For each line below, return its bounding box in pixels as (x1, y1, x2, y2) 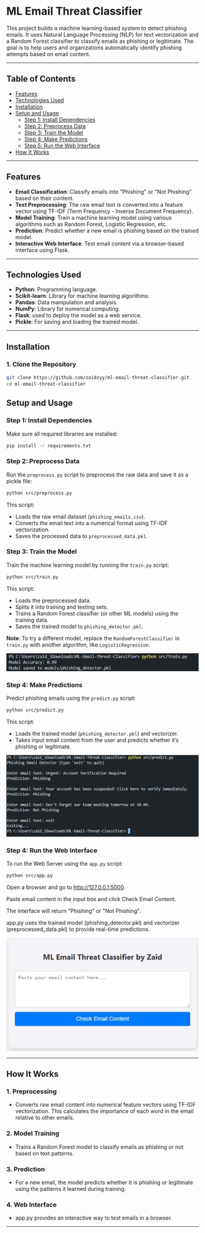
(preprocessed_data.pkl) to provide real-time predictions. (6, 926, 151, 933)
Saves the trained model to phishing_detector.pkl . (15, 622, 143, 630)
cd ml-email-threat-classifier (6, 381, 86, 387)
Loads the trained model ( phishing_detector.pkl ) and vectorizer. (15, 730, 179, 738)
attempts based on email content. (6, 50, 91, 57)
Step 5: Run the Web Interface (24, 142, 101, 149)
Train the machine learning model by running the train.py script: (6, 561, 170, 569)
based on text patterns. (15, 1149, 74, 1157)
